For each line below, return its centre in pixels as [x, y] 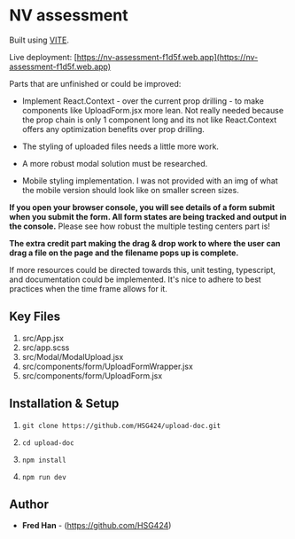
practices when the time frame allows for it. [89, 288]
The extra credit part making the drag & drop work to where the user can [145, 243]
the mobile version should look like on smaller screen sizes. [130, 190]
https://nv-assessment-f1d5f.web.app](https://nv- [167, 57]
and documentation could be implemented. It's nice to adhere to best [135, 279]
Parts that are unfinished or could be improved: [95, 83]
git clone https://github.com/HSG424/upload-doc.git [121, 426]
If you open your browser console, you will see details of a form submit [142, 207]
